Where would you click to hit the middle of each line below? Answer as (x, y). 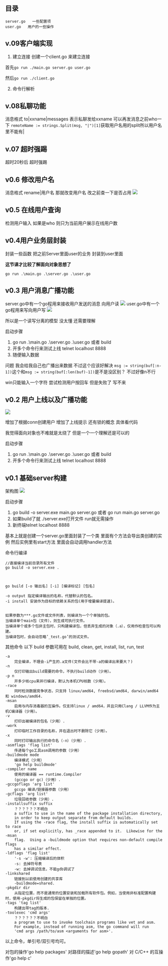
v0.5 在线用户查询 (33, 210)
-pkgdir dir (18, 888)
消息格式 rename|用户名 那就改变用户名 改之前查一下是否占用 (68, 193)
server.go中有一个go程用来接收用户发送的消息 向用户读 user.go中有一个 (82, 304)
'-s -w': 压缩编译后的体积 (39, 859)
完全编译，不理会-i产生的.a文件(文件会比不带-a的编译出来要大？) (73, 662)
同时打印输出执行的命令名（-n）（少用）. (50, 741)
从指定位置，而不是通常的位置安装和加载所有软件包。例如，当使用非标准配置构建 (85, 893)
